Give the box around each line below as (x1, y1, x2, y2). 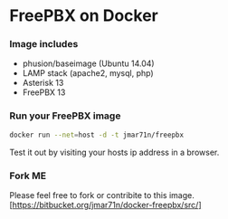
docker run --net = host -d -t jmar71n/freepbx (9, 130, 184, 139)
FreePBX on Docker (9, 5, 158, 26)
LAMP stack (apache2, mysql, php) (22, 68, 154, 79)
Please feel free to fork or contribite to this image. (9, 189, 195, 200)
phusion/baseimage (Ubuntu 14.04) (22, 58, 156, 69)
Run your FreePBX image (9, 109, 121, 122)
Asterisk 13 (22, 78, 64, 89)
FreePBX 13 (22, 87, 66, 98)
